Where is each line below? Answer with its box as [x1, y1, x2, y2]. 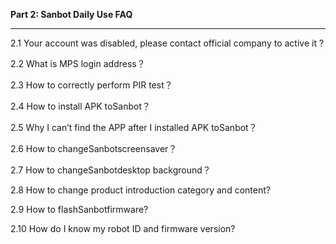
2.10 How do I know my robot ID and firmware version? [10, 223, 236, 234]
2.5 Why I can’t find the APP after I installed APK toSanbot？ [10, 122, 258, 133]
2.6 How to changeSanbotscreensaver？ [10, 143, 178, 154]
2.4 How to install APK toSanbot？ [10, 100, 151, 112]
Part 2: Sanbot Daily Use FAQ [10, 9, 133, 20]
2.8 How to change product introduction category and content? [10, 184, 271, 196]
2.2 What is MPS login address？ [10, 58, 146, 69]
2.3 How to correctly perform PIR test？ [10, 79, 173, 91]
